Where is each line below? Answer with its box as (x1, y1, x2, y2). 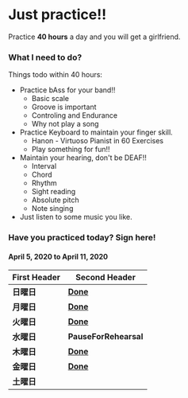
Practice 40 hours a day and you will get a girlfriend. (8, 32, 181, 41)
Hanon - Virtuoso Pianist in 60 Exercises (31, 136, 164, 146)
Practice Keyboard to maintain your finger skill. (19, 127, 173, 137)
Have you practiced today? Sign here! (8, 232, 156, 244)
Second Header (75, 272, 136, 283)
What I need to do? (8, 52, 82, 63)
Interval (31, 162, 57, 171)
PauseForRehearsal (67, 331, 144, 342)
